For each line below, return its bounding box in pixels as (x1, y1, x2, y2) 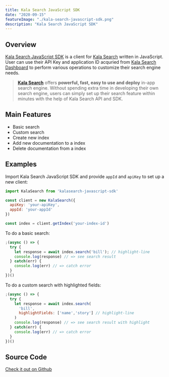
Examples (5, 160, 37, 169)
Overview (5, 40, 37, 49)
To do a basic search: (5, 230, 50, 236)
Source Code (5, 353, 47, 361)
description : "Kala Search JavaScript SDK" (5, 21, 98, 27)
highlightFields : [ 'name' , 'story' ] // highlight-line (18, 311, 135, 316)
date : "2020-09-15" (5, 12, 46, 17)
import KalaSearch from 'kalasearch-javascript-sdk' (5, 188, 119, 194)
